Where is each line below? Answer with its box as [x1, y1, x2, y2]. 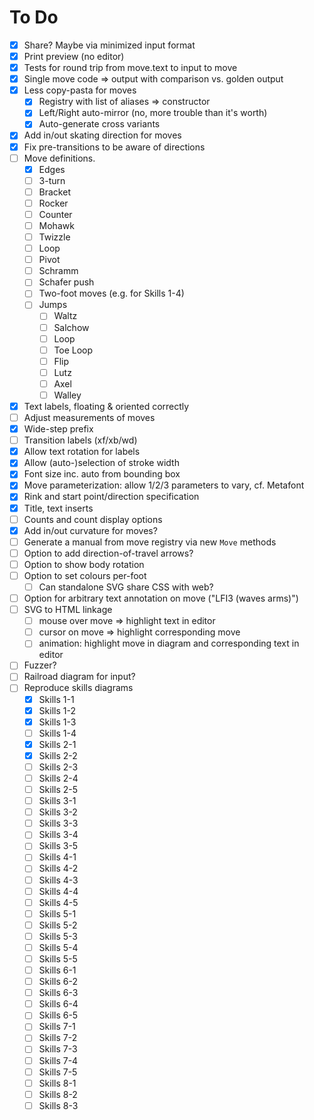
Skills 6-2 [38, 976, 78, 988]
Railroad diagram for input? [23, 671, 136, 683]
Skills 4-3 [38, 874, 79, 886]
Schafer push [38, 276, 95, 288]
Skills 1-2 [38, 704, 76, 716]
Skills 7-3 [38, 1043, 78, 1055]
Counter [38, 208, 73, 220]
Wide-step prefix [23, 423, 94, 435]
